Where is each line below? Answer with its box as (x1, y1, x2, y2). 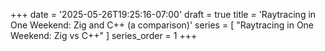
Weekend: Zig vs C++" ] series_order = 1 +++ (10, 30, 198, 41)
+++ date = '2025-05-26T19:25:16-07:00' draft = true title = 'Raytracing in (10, 9, 317, 20)
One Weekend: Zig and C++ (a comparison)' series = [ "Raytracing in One (10, 19, 315, 31)
